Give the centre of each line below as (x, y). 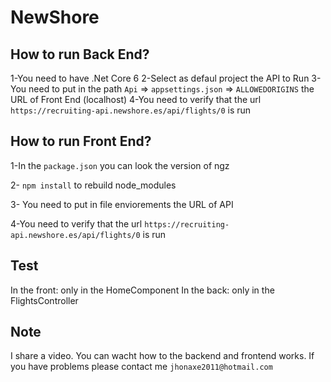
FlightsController (44, 300)
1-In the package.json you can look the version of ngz (120, 165)
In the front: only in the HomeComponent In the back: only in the (142, 290)
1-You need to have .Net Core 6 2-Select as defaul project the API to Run (160, 78)
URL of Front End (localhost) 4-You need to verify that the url (136, 99)
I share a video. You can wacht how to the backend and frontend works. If (162, 356)
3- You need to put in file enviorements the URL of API (122, 204)
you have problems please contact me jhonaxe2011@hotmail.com (141, 367)
